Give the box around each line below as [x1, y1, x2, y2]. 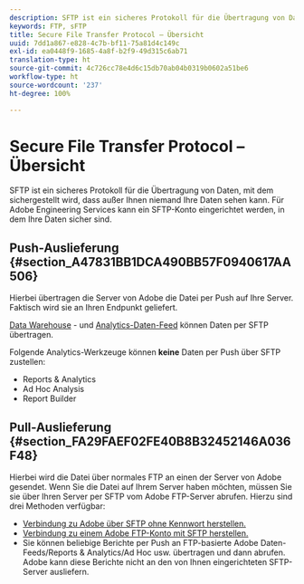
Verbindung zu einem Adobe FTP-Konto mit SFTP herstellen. [22, 528, 249, 539]
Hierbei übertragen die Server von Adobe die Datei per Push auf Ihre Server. [9, 292, 294, 303]
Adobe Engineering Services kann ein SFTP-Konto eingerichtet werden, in [9, 205, 285, 215]
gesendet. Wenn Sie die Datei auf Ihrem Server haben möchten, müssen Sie [9, 482, 292, 493]
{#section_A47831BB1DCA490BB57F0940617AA [9, 254, 292, 270]
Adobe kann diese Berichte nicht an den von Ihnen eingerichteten [22, 557, 268, 568]
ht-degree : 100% [9, 89, 71, 98]
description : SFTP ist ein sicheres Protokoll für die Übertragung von [9, 13, 285, 23]
